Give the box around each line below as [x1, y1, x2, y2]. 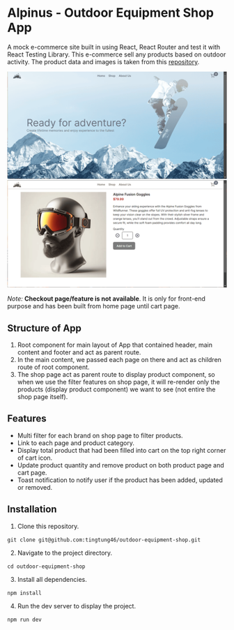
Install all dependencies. [17, 575, 87, 583]
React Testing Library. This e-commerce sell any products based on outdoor [7, 50, 226, 59]
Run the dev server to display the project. [17, 601, 136, 610]
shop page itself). [17, 392, 68, 400]
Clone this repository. [17, 522, 79, 530]
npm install [7, 590, 42, 597]
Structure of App [7, 322, 82, 334]
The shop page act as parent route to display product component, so [17, 370, 216, 378]
